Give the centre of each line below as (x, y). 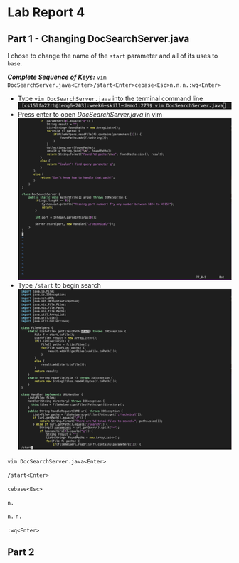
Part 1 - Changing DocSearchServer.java (99, 39)
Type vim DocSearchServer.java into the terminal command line (110, 98)
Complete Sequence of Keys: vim (57, 77)
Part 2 (21, 552)
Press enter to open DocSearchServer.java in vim (90, 115)
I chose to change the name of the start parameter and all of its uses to (113, 56)
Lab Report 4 (46, 12)
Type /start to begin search (59, 285)
